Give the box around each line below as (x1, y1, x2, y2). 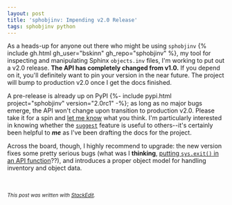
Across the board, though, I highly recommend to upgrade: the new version (7, 142, 222, 150)
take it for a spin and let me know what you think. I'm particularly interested (7, 114, 222, 122)
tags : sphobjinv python (7, 23, 76, 30)
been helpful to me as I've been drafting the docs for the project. (7, 128, 192, 137)
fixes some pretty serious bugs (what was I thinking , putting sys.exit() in (7, 149, 220, 157)
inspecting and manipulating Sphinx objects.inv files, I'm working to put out (7, 57, 225, 65)
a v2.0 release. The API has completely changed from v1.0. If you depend (7, 64, 220, 72)
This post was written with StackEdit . (7, 192, 96, 199)
